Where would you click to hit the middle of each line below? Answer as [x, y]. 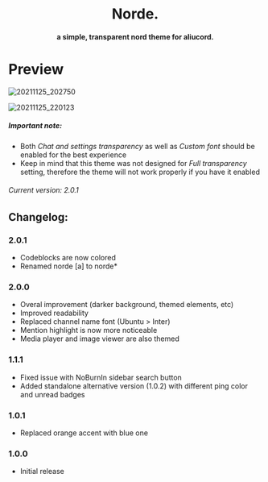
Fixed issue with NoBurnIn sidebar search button [101, 377]
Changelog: [38, 217]
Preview [36, 69]
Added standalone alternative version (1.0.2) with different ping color [134, 386]
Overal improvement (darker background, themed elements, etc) [127, 305]
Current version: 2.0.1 [43, 190]
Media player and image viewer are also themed [99, 339]
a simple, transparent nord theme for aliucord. [135, 36]
